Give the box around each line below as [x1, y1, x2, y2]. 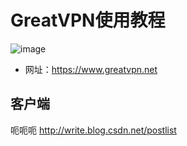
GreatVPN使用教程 [10, 9, 166, 32]
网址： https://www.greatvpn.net [24, 63, 158, 75]
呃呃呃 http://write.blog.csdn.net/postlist [10, 124, 177, 136]
